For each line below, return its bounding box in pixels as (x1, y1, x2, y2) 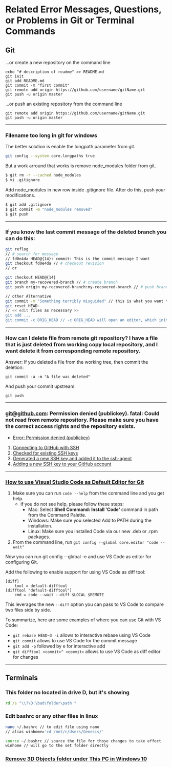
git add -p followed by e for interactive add (12, 643, 105, 649)
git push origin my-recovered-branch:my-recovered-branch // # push (5, 284, 155, 289)
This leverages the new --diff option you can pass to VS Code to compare (5, 601, 164, 607)
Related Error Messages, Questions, (5, 4, 162, 15)
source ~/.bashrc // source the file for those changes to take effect (5, 738, 161, 743)
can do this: (5, 235, 35, 242)
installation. (28, 522, 53, 529)
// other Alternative (5, 293, 52, 299)
